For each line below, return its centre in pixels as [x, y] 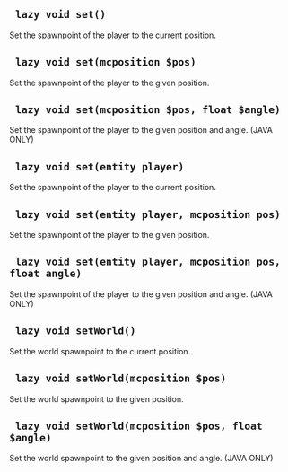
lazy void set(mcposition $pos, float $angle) [148, 110]
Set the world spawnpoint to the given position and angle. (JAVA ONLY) [141, 459]
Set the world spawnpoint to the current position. [100, 351]
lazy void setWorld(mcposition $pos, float [139, 426]
